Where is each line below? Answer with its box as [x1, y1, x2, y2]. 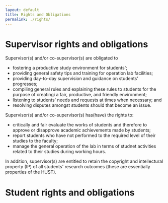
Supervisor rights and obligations [5, 38, 148, 50]
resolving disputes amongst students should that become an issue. [12, 102, 152, 108]
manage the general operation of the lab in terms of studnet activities [12, 143, 156, 149]
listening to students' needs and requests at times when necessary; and [12, 97, 162, 103]
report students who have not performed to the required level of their [12, 132, 156, 139]
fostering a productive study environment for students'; [12, 65, 127, 71]
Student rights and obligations [5, 187, 135, 198]
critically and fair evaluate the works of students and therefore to [12, 122, 147, 128]
